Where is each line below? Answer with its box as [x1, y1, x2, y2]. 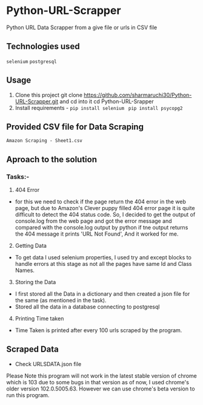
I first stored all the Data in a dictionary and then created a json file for [15, 290, 190, 298]
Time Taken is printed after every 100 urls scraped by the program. [15, 327, 182, 334]
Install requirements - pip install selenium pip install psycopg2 [15, 104, 183, 111]
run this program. [6, 391, 50, 398]
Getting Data [15, 242, 47, 250]
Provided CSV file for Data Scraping [6, 121, 144, 132]
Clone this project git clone [15, 91, 83, 98]
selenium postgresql [6, 58, 57, 64]
